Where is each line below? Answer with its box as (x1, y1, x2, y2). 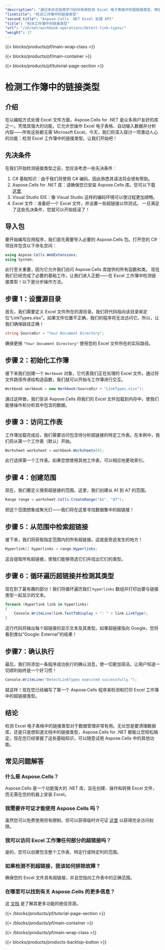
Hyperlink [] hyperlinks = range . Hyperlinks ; (5, 546, 98, 551)
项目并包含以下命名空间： (5, 242, 57, 248)
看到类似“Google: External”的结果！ (5, 631, 77, 637)
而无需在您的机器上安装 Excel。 (5, 792, 69, 798)
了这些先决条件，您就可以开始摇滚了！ (12, 206, 90, 212)
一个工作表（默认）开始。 (22, 438, 74, 444)
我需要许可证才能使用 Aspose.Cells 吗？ (5, 805, 101, 812)
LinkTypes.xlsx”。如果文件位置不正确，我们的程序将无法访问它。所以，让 (11, 315, 160, 321)
